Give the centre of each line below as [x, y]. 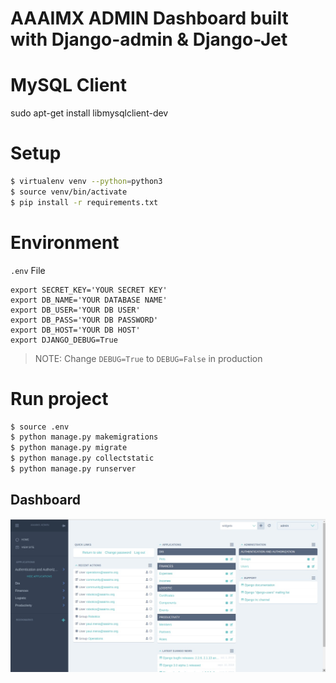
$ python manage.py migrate [69, 448]
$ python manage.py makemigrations [84, 437]
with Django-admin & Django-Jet [149, 39]
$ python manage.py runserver [73, 469]
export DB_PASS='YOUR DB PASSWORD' [84, 320]
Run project [59, 398]
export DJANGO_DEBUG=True [64, 340]
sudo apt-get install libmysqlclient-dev [89, 113]
